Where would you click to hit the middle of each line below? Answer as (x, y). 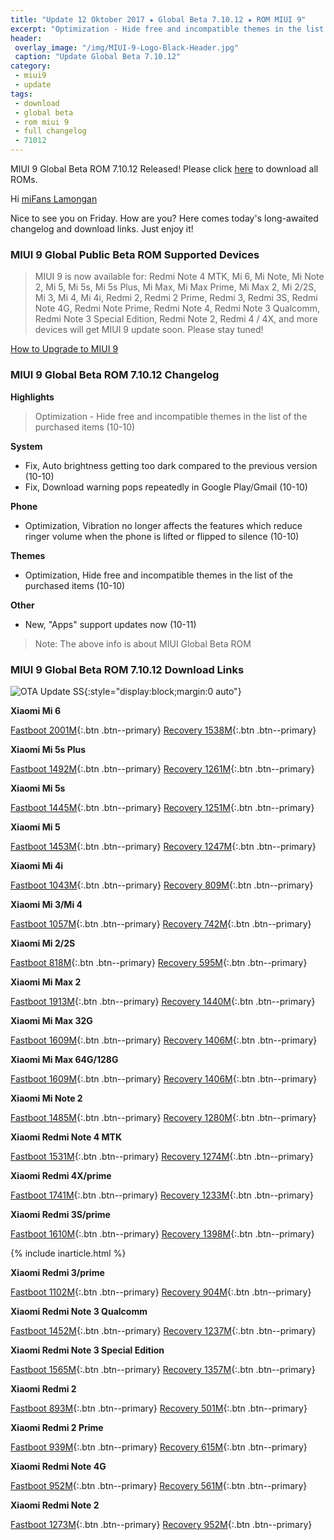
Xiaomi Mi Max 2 (46, 982)
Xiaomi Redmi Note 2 (55, 1505)
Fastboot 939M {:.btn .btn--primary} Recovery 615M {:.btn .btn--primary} (159, 1447)
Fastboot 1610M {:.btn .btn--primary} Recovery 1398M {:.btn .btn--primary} (162, 1233)
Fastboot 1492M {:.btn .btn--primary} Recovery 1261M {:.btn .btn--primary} (162, 768)
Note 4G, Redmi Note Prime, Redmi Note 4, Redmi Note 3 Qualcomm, (177, 308)
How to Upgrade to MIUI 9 (64, 349)
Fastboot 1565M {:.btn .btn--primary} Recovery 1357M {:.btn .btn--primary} (163, 1369)
